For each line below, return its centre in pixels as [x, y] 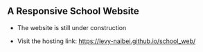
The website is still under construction [72, 27]
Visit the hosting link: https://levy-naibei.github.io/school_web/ [106, 41]
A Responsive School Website [73, 11]
